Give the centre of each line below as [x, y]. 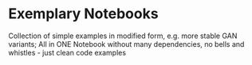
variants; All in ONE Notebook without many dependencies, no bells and [126, 44]
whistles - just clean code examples [67, 52]
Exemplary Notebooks [83, 14]
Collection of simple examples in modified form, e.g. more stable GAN [123, 36]
